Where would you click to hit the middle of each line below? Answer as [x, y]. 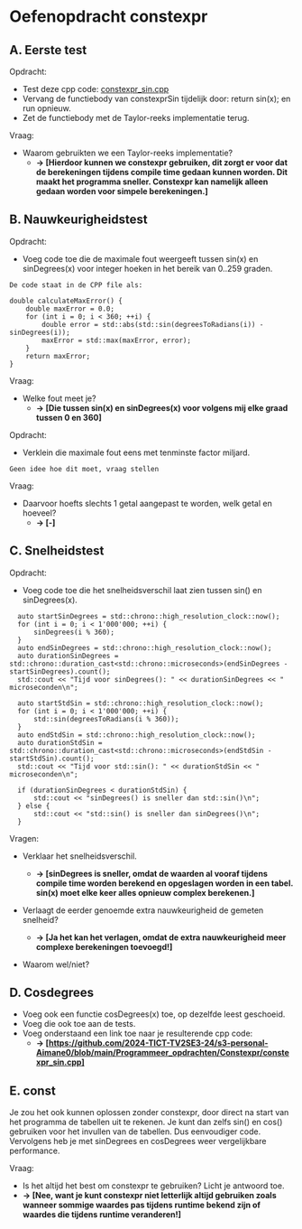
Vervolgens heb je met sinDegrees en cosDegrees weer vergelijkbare [138, 1141]
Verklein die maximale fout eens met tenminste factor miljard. [136, 452]
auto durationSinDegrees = [68, 656]
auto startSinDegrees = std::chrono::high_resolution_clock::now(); [149, 616]
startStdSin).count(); [52, 759]
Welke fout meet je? [59, 398]
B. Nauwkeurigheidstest [78, 220]
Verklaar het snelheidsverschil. [79, 856]
